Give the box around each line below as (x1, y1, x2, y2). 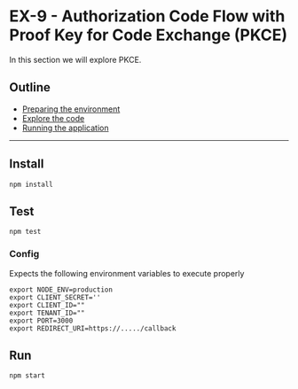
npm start (9, 371, 46, 380)
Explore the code (21, 113, 85, 123)
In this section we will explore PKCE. (9, 54, 142, 65)
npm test (9, 228, 42, 237)
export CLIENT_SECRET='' (9, 292, 101, 302)
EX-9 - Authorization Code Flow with (9, 6, 286, 27)
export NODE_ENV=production (9, 285, 114, 294)
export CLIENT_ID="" (9, 300, 86, 309)
